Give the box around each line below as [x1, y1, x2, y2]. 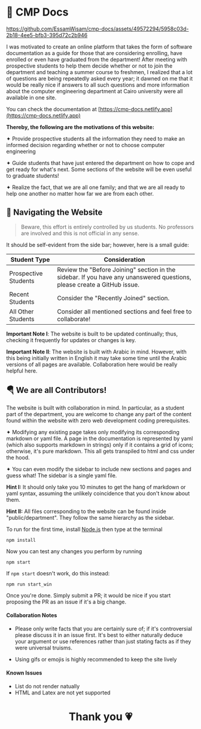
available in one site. [6, 94, 57, 101]
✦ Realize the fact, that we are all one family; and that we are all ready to [6, 184, 185, 191]
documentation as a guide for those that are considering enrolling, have [6, 49, 182, 56]
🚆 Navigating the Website [6, 208, 103, 218]
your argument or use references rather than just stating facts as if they [14, 638, 191, 645]
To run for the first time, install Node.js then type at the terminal [6, 526, 163, 533]
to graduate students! [6, 172, 59, 179]
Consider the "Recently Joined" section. [56, 294, 170, 302]
